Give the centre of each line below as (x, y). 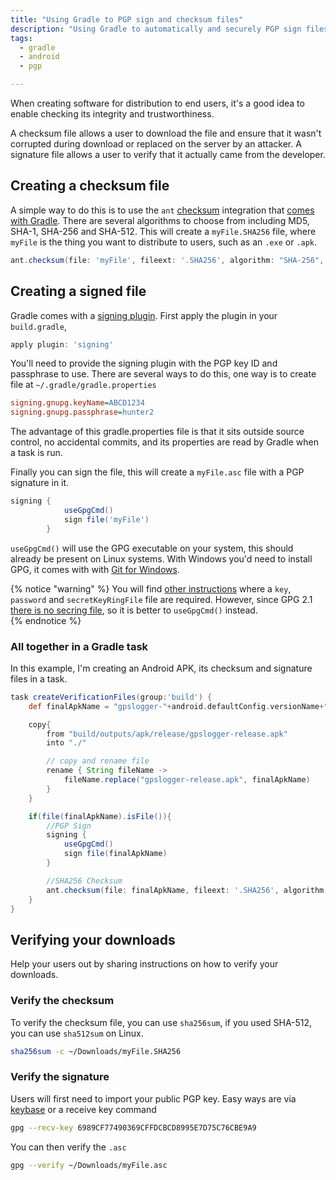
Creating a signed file (78, 291)
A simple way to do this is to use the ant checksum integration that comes (162, 210)
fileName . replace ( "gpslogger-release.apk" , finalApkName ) (187, 780)
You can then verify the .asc (68, 1147)
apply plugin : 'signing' (62, 344)
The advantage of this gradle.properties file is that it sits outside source (157, 432)
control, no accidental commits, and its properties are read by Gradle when (164, 442)
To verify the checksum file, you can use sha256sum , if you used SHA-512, (161, 1022)
